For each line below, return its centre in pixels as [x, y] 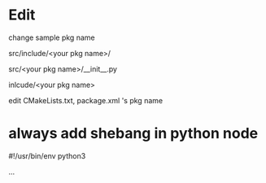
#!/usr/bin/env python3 [47, 155]
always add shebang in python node [133, 134]
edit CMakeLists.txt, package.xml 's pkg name [86, 100]
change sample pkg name [52, 37]
